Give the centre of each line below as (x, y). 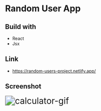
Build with (21, 27)
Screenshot (23, 86)
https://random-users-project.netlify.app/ (54, 71)
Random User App (43, 9)
